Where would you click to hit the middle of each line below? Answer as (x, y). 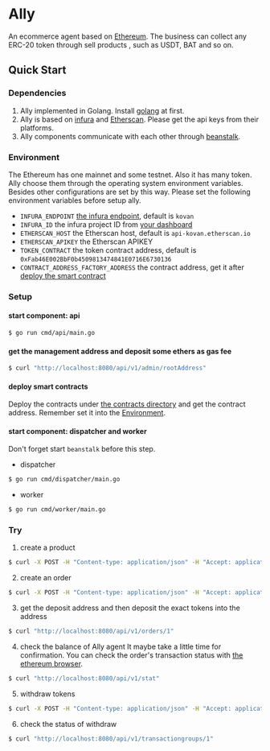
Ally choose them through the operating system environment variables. (126, 183)
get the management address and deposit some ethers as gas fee (120, 351)
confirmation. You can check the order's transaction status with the (131, 655)
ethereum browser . (51, 664)
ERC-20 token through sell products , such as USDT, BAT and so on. (121, 44)
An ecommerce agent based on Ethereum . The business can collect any (128, 36)
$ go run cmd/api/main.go (51, 333)
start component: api (44, 316)
